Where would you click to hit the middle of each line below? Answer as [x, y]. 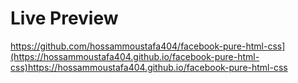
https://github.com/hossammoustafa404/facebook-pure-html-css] [148, 46]
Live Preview [64, 18]
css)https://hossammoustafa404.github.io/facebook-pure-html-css [149, 67]
